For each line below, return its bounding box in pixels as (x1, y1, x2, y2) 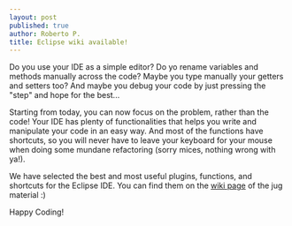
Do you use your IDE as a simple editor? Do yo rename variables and (9, 62, 259, 72)
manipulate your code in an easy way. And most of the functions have (9, 125, 264, 137)
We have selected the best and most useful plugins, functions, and (9, 171, 252, 182)
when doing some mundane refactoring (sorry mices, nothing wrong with (9, 145, 276, 155)
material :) (9, 190, 46, 200)
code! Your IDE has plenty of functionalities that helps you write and (9, 117, 257, 127)
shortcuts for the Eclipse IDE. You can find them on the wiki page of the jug (9, 180, 283, 191)
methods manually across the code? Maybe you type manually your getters (9, 72, 284, 82)
